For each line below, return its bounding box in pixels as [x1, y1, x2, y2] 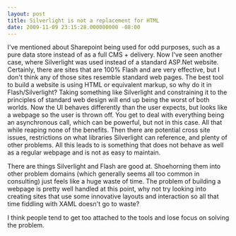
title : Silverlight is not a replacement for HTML [7, 17, 160, 24]
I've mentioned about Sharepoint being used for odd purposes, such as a [7, 43, 220, 52]
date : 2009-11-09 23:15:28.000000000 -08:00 [7, 23, 141, 30]
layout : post [7, 10, 46, 18]
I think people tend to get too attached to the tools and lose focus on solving [7, 213, 230, 222]
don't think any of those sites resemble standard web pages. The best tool [7, 73, 224, 82]
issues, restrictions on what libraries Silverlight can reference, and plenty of [7, 133, 228, 142]
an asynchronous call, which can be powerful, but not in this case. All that [7, 118, 223, 127]
